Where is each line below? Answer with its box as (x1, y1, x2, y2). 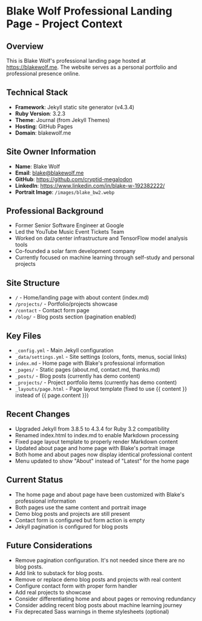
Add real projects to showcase (15, 588, 91, 596)
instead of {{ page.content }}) (15, 391, 89, 399)
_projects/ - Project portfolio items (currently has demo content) (15, 379, 177, 386)
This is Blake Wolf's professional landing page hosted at (6, 57, 146, 64)
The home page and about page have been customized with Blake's (15, 491, 185, 498)
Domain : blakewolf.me (15, 129, 71, 137)
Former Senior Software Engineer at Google (15, 222, 124, 229)
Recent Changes (6, 409, 71, 419)
